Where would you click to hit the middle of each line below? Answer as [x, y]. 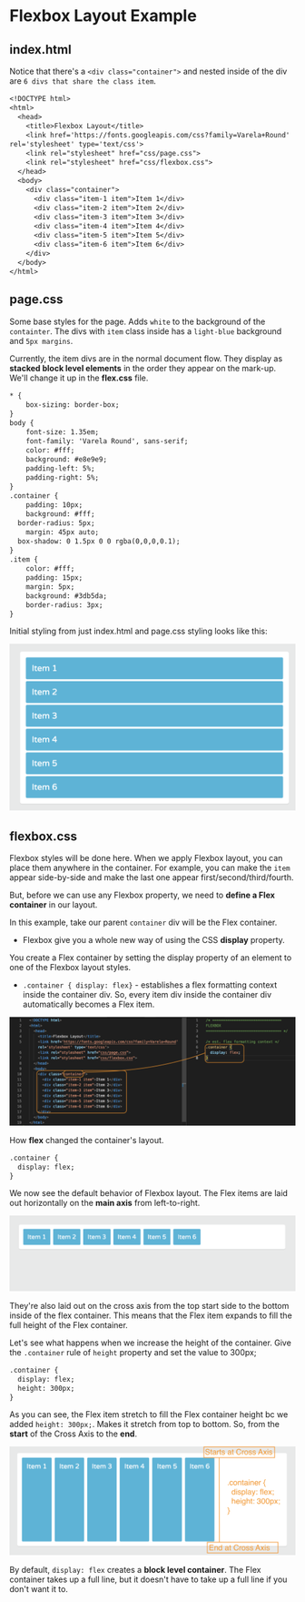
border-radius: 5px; [56, 523]
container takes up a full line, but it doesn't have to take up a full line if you [148, 1579]
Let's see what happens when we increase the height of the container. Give [151, 1343]
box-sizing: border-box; [73, 405]
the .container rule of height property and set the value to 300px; [133, 1353]
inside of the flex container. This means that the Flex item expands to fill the [151, 1315]
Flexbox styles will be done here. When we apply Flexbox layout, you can [146, 858]
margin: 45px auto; [63, 532]
